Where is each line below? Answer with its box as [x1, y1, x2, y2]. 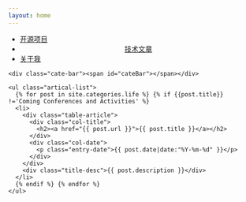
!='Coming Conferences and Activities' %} [8, 97, 150, 105]
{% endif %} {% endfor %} [15, 180, 101, 188]
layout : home [8, 11, 51, 20]
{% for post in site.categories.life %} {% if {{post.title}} [15, 90, 224, 99]
